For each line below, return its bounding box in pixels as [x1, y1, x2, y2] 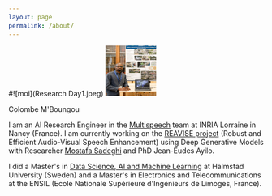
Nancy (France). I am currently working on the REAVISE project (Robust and [8, 128, 261, 138]
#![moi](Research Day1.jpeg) [8, 88, 104, 98]
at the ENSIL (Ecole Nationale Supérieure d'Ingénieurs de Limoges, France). [8, 178, 262, 188]
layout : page [8, 13, 53, 21]
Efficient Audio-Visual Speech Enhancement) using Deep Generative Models [8, 137, 264, 147]
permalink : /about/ [8, 21, 75, 30]
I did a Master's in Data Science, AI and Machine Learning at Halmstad [8, 161, 244, 171]
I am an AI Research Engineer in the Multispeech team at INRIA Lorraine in [8, 120, 257, 130]
